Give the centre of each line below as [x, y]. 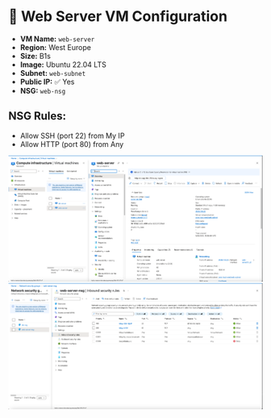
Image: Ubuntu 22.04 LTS [63, 65]
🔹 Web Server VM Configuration [118, 17]
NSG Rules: [38, 116]
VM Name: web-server [57, 39]
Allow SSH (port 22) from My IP [72, 136]
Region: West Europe [55, 47]
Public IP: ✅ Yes [47, 82]
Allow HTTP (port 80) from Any [72, 144]
